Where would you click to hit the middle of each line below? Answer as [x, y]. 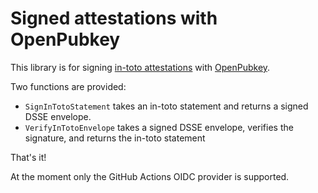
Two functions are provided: [68, 86]
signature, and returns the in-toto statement [115, 138]
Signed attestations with [114, 18]
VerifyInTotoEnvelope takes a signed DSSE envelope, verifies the [159, 127]
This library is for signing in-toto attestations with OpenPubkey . [140, 67]
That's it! [28, 157]
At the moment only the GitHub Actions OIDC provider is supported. [150, 176]
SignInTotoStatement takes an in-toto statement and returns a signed [166, 106]
